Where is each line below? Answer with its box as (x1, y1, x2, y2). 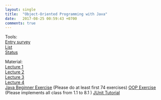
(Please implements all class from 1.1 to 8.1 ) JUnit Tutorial (5, 90, 120, 96)
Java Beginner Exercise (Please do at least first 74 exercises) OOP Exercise (5, 84, 156, 90)
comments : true (5, 20, 36, 26)
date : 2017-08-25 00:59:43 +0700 (5, 16, 77, 21)
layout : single (5, 7, 36, 12)
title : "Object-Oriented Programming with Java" (5, 12, 108, 17)
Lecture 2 (5, 69, 24, 75)
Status (5, 50, 18, 55)
